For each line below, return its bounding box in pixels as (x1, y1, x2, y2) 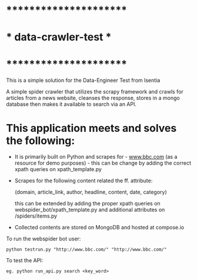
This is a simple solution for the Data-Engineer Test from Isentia (6, 77, 161, 84)
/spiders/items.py (14, 212, 58, 219)
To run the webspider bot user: (6, 235, 81, 242)
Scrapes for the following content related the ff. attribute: (14, 177, 153, 184)
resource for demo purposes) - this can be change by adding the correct (14, 159, 192, 166)
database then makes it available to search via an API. (6, 101, 137, 108)
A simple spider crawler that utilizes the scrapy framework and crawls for (6, 88, 183, 95)
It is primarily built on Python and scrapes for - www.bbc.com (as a (14, 154, 178, 161)
